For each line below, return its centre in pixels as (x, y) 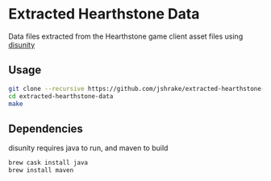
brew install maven (41, 171)
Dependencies (46, 128)
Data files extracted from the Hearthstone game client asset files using (126, 36)
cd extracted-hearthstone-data (61, 96)
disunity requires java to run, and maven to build (88, 148)
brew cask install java (48, 163)
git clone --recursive (46, 88)
